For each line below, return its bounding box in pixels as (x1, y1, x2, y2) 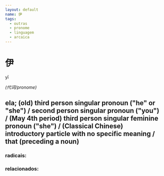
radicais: (5, 152, 27, 159)
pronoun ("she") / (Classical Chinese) (5, 122, 123, 131)
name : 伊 (5, 12, 22, 17)
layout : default (5, 7, 38, 12)
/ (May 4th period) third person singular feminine (5, 114, 159, 123)
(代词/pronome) (5, 84, 37, 90)
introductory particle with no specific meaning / (5, 130, 155, 138)
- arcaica (9, 35, 30, 40)
